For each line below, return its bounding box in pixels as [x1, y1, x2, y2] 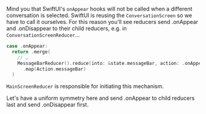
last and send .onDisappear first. [6, 101, 89, 108]
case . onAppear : [6, 43, 48, 49]
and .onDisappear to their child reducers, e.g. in [6, 25, 127, 32]
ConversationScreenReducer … [6, 31, 80, 39]
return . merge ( [12, 48, 51, 55]
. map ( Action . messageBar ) [22, 66, 86, 72]
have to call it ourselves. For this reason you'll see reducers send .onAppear [6, 18, 199, 25]
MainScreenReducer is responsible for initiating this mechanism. [6, 83, 164, 90]
